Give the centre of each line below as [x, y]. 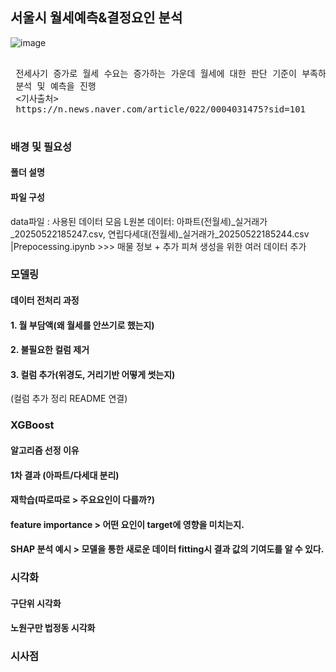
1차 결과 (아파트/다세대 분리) [65, 475]
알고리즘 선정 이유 [45, 450]
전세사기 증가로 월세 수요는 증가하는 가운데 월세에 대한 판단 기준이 [156, 73]
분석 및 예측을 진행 [56, 86]
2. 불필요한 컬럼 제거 [50, 350]
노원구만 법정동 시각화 [53, 628]
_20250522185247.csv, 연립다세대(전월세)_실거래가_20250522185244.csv [160, 234]
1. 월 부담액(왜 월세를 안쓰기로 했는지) [82, 325]
